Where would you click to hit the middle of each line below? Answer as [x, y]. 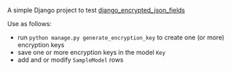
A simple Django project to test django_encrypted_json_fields [96, 10]
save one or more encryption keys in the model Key [91, 52]
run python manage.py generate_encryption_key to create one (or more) [121, 37]
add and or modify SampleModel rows [70, 60]
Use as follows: [30, 24]
